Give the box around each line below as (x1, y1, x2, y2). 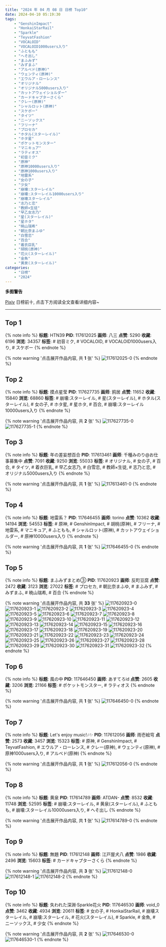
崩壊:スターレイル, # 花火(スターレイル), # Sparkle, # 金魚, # (33, 914, 156, 920)
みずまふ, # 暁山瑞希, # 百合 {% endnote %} (5, 590, 94, 596)
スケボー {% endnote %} (15, 345, 66, 351)
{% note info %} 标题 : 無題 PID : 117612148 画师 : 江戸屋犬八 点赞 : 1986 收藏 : (5, 851, 157, 857)
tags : (5, 16, 16, 21)
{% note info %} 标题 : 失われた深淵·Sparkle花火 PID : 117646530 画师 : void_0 (5, 901, 160, 907)
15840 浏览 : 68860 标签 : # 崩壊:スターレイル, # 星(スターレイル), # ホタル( (5, 395, 157, 401)
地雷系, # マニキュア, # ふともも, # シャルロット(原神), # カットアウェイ (5, 527, 151, 533)
